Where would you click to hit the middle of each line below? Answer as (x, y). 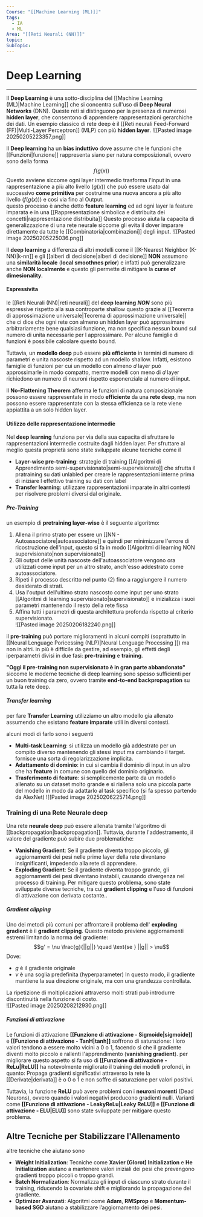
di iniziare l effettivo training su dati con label (71, 481)
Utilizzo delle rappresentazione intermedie (61, 424)
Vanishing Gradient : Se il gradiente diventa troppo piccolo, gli (92, 850)
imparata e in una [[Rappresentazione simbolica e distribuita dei (85, 212)
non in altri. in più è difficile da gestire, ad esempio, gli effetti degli (88, 649)
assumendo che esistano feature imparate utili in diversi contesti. (88, 722)
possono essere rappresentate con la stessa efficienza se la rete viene (94, 404)
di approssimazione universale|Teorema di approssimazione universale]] (97, 316)
